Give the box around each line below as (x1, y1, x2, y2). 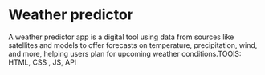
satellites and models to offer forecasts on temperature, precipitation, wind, (8, 40, 258, 49)
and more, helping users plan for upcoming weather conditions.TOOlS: (8, 49, 242, 58)
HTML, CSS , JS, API (8, 57, 77, 67)
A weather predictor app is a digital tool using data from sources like (8, 32, 234, 41)
